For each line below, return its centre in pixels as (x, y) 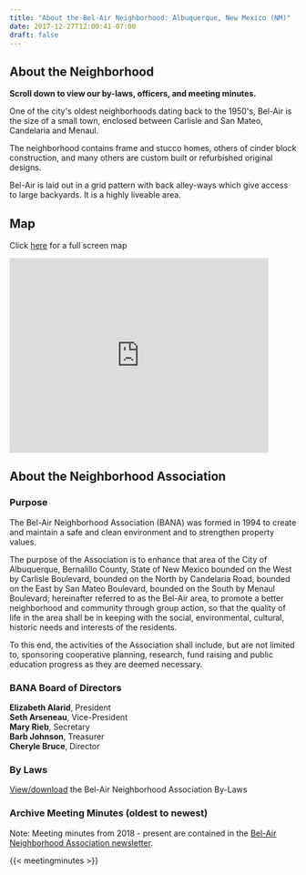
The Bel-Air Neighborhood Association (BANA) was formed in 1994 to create (153, 522)
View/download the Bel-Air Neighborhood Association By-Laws (128, 789)
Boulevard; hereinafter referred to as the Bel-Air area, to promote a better (147, 598)
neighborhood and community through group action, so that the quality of (148, 607)
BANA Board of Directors (66, 687)
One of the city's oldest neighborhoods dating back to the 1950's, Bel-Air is (151, 111)
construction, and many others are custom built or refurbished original (141, 158)
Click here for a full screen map (68, 245)
